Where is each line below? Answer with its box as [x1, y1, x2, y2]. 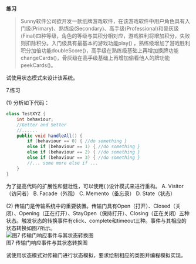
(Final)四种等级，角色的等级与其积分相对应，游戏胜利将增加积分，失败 [20, 32, 191, 39]
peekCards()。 [20, 62, 56, 69]
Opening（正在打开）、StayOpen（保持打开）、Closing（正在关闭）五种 [18, 209, 190, 216]
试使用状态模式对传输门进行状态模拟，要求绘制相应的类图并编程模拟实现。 [6, 252, 186, 259]
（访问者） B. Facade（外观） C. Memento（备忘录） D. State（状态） [6, 190, 176, 197]
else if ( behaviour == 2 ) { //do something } [27, 149, 141, 155]
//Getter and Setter [16, 122, 67, 128]
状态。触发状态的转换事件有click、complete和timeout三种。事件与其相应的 [6, 217, 187, 224]
